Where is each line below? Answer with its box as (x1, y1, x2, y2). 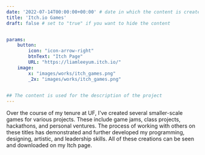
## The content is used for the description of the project (6, 92, 163, 99)
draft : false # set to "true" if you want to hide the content (6, 20, 171, 26)
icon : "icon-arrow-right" (28, 48, 95, 54)
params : (6, 36, 26, 43)
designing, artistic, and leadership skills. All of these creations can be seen (6, 135, 195, 143)
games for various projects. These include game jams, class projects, (6, 116, 181, 123)
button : (17, 42, 37, 49)
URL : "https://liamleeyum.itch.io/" (28, 59, 121, 65)
